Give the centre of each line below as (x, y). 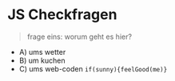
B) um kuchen (42, 60)
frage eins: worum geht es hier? (80, 37)
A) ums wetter (42, 52)
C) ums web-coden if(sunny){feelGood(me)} (93, 68)
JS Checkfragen (62, 15)
